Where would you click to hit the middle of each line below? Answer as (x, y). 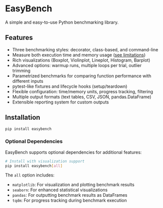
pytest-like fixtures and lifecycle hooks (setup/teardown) (70, 86)
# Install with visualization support (45, 161)
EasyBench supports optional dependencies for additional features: (73, 152)
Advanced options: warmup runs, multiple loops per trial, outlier (77, 65)
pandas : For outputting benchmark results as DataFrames (70, 195)
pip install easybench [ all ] (34, 166)
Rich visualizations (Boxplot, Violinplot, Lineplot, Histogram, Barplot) (81, 60)
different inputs (28, 81)
